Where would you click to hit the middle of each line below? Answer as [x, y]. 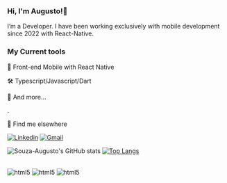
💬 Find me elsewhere [37, 124]
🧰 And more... [27, 97]
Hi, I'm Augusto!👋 [37, 11]
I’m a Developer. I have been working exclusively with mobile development [113, 26]
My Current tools [36, 51]
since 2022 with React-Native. [51, 33]
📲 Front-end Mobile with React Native [61, 67]
